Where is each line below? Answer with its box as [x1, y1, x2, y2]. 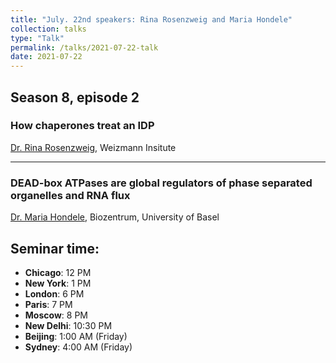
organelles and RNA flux [10, 188, 131, 202]
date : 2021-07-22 [10, 52, 83, 62]
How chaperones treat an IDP [10, 119, 155, 133]
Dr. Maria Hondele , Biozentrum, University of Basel [10, 211, 220, 223]
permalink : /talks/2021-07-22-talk [10, 42, 159, 53]
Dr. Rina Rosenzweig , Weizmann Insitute [10, 141, 177, 153]
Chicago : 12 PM [24, 266, 92, 278]
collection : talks [10, 24, 87, 34]
